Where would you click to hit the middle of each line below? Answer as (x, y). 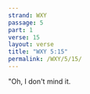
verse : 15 (24, 37)
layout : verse (31, 45)
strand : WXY (27, 15)
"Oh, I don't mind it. (40, 81)
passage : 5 (26, 23)
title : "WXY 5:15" (38, 52)
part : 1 (21, 30)
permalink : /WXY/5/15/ (45, 60)
